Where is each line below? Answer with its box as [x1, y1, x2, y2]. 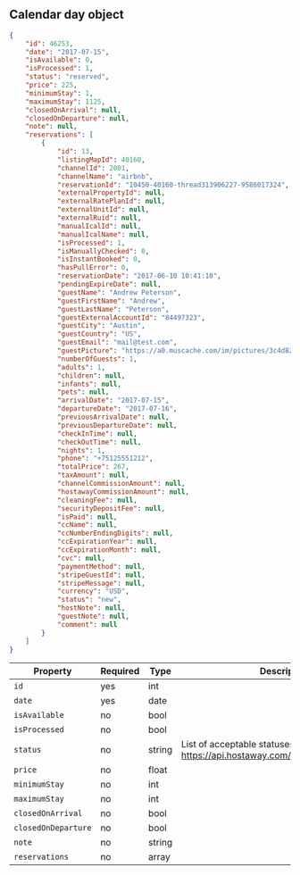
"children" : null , [56, 371, 126, 380]
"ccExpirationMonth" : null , [56, 546, 162, 554]
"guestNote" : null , [56, 612, 129, 621]
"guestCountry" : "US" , [56, 329, 142, 338]
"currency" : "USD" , [56, 587, 129, 596]
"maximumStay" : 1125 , [25, 97, 105, 106]
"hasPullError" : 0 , [56, 263, 129, 272]
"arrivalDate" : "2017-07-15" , [56, 396, 170, 405]
